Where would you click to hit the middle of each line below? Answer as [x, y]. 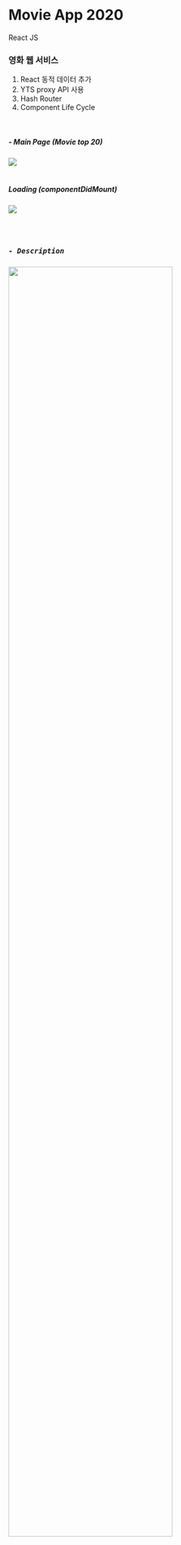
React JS [24, 37]
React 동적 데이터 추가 [56, 80]
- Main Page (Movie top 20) [56, 142]
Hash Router [41, 98]
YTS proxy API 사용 [52, 90]
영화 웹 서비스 [34, 60]
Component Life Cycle [58, 107]
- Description [37, 251]
